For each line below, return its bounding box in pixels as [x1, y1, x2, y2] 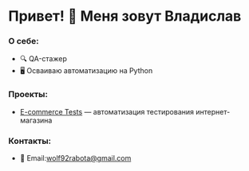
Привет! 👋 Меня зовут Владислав [8, 7, 242, 25]
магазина [19, 115, 53, 125]
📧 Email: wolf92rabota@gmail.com [19, 154, 132, 163]
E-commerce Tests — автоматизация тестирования [19, 107, 194, 116]
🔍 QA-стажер [19, 54, 68, 64]
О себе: [8, 36, 40, 47]
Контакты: [8, 135, 52, 146]
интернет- [195, 107, 231, 116]
